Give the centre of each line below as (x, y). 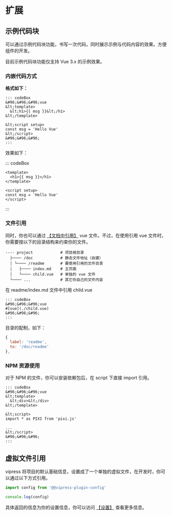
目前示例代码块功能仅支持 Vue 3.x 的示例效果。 (55, 61)
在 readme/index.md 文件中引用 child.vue (49, 290)
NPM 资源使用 (23, 366)
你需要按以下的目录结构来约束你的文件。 (48, 242)
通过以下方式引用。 (30, 478)
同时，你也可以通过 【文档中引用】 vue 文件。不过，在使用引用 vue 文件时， (86, 235)
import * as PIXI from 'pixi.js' (41, 419)
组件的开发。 (19, 51)
